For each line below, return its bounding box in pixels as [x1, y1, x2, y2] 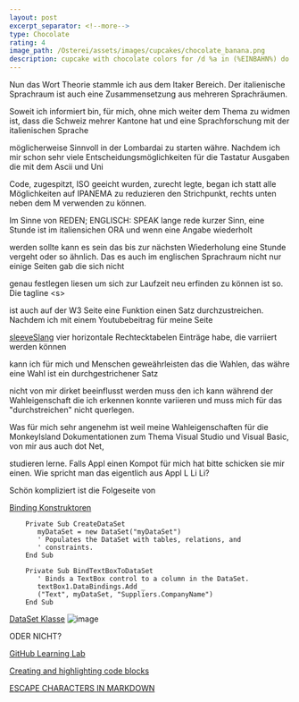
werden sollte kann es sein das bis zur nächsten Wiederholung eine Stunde [9, 242, 287, 252]
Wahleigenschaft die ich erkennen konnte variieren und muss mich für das [9, 395, 283, 405]
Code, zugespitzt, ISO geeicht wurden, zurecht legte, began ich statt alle [9, 179, 277, 189]
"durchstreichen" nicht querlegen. [9, 404, 135, 415]
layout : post [9, 13, 58, 22]
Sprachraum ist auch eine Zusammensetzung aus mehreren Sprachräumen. [9, 89, 288, 99]
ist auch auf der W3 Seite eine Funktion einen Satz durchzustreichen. [9, 305, 264, 316]
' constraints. [37, 543, 94, 552]
